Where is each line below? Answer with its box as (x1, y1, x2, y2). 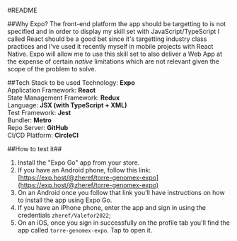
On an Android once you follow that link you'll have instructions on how (17, 189, 225, 196)
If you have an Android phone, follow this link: (17, 166, 151, 174)
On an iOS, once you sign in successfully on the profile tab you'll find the (17, 218, 230, 227)
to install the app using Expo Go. (17, 196, 112, 204)
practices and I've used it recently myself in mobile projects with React (7, 42, 214, 50)
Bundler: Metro (7, 116, 52, 124)
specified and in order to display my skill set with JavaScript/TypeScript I (7, 28, 220, 35)
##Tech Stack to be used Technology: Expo (7, 78, 136, 87)
